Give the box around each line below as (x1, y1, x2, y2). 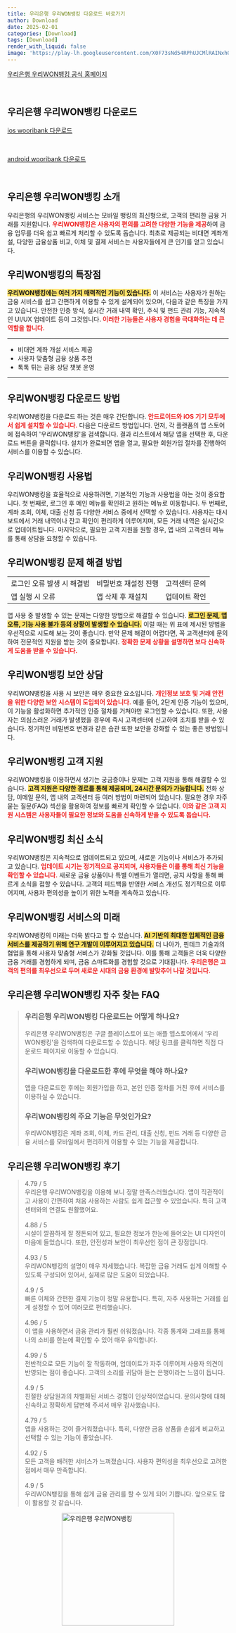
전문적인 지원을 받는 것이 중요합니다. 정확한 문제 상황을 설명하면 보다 (20, 637, 207, 646)
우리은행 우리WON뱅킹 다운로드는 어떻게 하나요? (24, 1012, 181, 1022)
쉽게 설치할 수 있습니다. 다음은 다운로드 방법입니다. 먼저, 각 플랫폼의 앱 (14, 421, 206, 430)
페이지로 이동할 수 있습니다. (43, 1046, 119, 1055)
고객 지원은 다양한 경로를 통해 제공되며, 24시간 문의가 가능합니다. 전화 (27, 784, 218, 793)
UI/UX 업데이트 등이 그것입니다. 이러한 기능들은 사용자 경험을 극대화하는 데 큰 (14, 315, 225, 324)
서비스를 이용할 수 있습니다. (7, 448, 83, 456)
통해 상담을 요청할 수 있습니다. (14, 534, 98, 542)
